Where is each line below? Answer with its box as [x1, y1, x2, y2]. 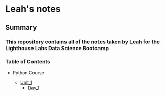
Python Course [12, 69, 44, 76]
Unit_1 [20, 79, 32, 85]
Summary [5, 23, 37, 32]
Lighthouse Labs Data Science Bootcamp [5, 44, 109, 52]
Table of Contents [5, 58, 51, 65]
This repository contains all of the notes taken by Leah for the [5, 38, 160, 45]
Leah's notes [5, 3, 61, 15]
